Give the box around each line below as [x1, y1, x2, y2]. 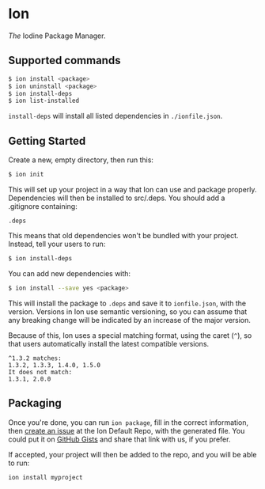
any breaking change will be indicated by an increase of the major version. [8, 315, 252, 324]
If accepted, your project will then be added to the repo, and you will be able [8, 449, 257, 459]
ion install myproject [8, 473, 83, 481]
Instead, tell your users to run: [8, 239, 106, 248]
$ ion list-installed [8, 97, 80, 105]
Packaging [8, 396, 62, 410]
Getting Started [8, 134, 86, 147]
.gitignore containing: [8, 201, 78, 210]
